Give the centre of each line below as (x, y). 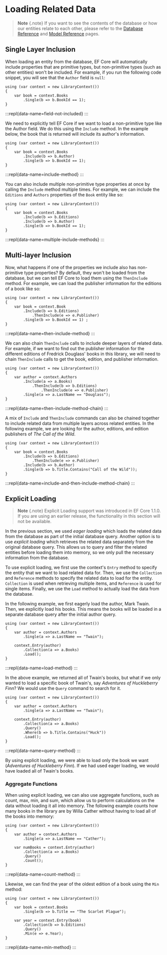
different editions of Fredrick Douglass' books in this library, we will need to (83, 354)
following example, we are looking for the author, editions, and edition (77, 428)
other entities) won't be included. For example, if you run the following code (83, 72)
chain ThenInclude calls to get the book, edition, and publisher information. (82, 359)
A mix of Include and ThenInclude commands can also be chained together (82, 418)
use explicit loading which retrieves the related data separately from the (79, 542)
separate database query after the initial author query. (61, 614)
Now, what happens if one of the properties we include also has (71, 267)
